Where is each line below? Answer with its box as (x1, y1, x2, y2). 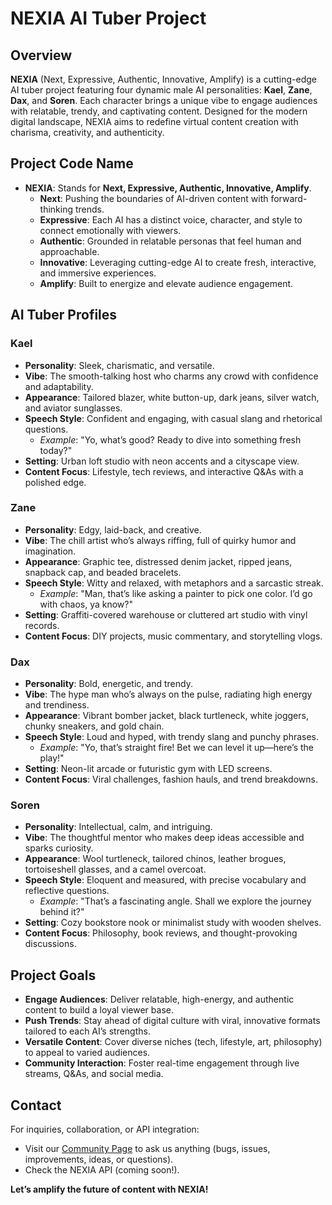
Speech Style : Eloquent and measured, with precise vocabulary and (24, 874, 307, 886)
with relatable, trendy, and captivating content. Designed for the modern (10, 105, 308, 117)
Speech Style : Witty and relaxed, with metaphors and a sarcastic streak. (24, 577, 324, 589)
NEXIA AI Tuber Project (10, 7, 207, 30)
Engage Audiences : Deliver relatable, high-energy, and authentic (24, 993, 295, 1006)
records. (24, 619, 60, 631)
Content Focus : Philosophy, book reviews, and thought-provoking (24, 927, 298, 939)
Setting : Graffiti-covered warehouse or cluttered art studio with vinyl (24, 608, 308, 621)
